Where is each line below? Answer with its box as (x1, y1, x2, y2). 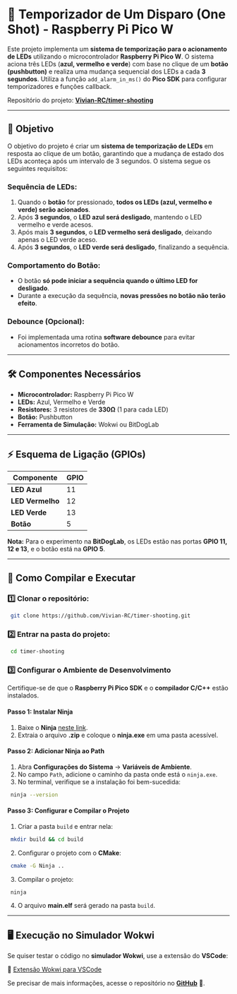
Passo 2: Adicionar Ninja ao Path (7, 747, 104, 755)
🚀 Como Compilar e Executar (7, 572, 136, 584)
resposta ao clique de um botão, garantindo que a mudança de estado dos (7, 149, 224, 157)
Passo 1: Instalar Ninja (7, 707, 73, 716)
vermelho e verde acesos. (17, 220, 94, 229)
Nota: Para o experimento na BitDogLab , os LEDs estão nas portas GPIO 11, (7, 537, 228, 546)
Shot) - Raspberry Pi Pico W (7, 21, 174, 37)
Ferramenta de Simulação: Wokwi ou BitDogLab (17, 420, 159, 429)
